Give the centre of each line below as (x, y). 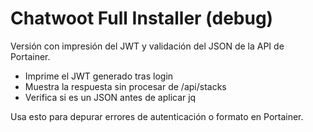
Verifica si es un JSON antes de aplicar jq (110, 97)
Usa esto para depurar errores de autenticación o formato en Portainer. (157, 116)
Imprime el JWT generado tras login (99, 76)
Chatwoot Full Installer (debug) (142, 18)
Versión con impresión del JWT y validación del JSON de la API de (147, 46)
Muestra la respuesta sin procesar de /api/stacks (125, 86)
